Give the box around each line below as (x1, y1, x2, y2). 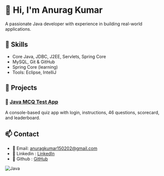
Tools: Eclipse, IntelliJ (12, 69, 57, 75)
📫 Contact (5, 130, 40, 138)
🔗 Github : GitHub (12, 156, 48, 162)
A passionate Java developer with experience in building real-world (5, 21, 142, 27)
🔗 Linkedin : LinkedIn (12, 151, 55, 157)
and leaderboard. (5, 115, 41, 121)
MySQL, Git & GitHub (12, 59, 55, 65)
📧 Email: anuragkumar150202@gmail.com (12, 145, 98, 151)
